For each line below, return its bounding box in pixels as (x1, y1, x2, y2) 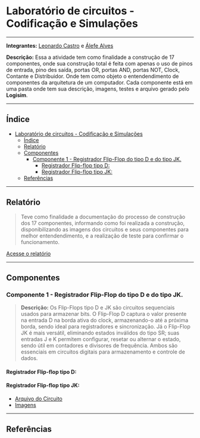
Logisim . (6, 91, 28, 99)
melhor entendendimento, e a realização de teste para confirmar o (20, 232, 184, 239)
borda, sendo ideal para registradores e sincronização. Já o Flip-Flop (20, 323, 190, 330)
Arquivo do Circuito (14, 395, 62, 402)
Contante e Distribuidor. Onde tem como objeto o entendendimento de (6, 73, 179, 80)
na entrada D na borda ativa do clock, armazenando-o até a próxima (20, 317, 189, 324)
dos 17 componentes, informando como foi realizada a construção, (20, 219, 185, 227)
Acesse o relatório (6, 250, 51, 257)
